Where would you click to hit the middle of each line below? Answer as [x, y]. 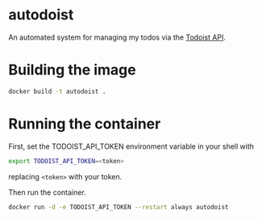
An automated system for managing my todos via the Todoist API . [117, 37]
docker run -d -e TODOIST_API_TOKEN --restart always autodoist [119, 207]
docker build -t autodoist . [57, 91]
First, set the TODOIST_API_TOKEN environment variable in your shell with [131, 146]
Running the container [85, 124]
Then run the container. [47, 192]
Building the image [72, 70]
